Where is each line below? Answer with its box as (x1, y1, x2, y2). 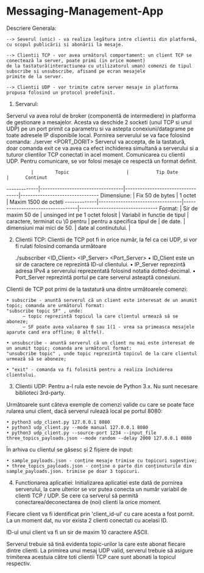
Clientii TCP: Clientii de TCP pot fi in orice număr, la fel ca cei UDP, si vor (15, 236, 198, 243)
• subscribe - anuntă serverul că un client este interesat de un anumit (6, 297, 198, 303)
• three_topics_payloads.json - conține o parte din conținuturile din (6, 463, 192, 469)
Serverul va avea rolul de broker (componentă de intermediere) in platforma (6, 112, 196, 119)
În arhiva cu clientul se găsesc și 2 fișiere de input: (6, 446, 133, 453)
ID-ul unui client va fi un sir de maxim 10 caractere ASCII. (6, 529, 149, 536)
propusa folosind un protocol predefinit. (6, 90, 116, 96)
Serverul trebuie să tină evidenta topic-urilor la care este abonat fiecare (6, 540, 186, 547)
